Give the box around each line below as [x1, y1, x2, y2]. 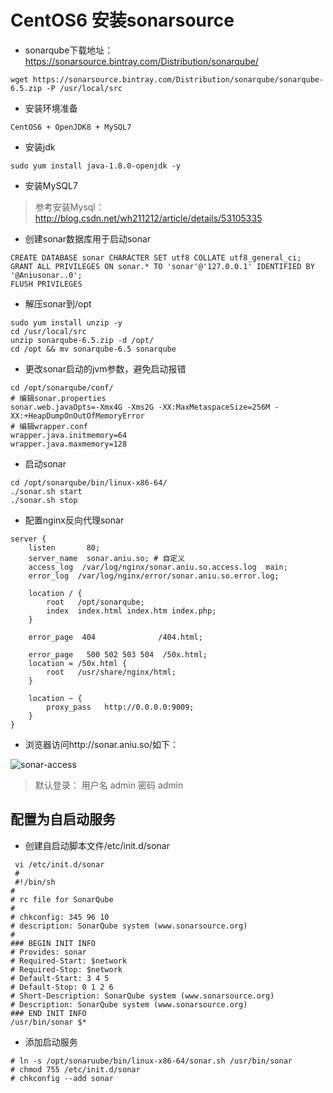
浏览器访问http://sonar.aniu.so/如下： [24, 738, 179, 750]
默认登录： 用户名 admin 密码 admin [34, 779, 184, 791]
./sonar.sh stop [10, 495, 78, 505]
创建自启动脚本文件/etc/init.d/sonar [24, 839, 170, 851]
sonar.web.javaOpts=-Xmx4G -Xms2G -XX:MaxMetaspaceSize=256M [10, 402, 271, 412]
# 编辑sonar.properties [10, 393, 107, 403]
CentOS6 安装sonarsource [10, 9, 235, 32]
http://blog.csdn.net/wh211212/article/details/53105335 [34, 212, 263, 224]
